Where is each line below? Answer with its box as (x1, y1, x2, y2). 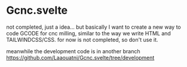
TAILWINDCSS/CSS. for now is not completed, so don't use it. (6, 36, 158, 43)
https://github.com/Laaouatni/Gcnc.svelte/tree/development (6, 54, 155, 61)
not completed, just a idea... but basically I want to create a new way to (6, 23, 181, 31)
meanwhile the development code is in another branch (6, 47, 140, 54)
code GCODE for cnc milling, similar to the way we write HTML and (6, 29, 171, 36)
